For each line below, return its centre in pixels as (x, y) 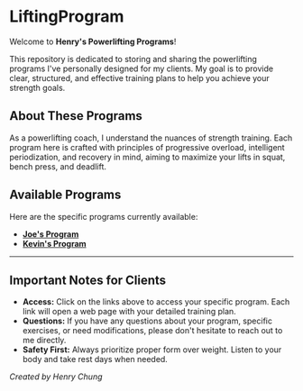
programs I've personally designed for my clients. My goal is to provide (141, 68)
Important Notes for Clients (88, 280)
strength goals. (37, 87)
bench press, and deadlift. (58, 166)
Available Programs (65, 195)
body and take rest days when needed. (95, 359)
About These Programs (76, 116)
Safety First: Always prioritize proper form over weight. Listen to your (152, 350)
